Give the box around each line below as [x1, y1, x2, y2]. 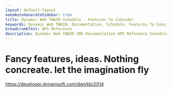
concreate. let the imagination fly [5, 64, 149, 76]
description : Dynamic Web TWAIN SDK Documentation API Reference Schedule [5, 31, 168, 36]
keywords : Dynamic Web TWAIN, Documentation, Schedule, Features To [5, 21, 155, 27]
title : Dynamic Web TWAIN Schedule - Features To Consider [5, 17, 134, 22]
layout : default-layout [5, 7, 56, 13]
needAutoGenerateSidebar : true [5, 12, 72, 17]
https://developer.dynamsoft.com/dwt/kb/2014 [5, 81, 104, 87]
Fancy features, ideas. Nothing [5, 53, 139, 65]
